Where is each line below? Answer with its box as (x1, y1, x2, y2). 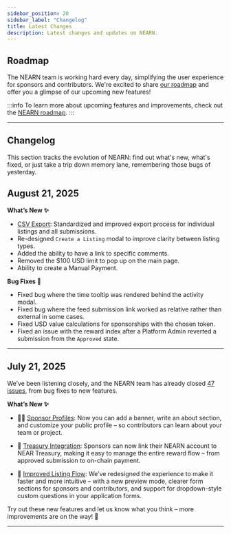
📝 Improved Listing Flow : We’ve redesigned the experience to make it (16, 469, 214, 477)
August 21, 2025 (7, 187, 79, 200)
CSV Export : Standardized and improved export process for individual (16, 220, 215, 228)
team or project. (16, 428, 63, 436)
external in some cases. (16, 312, 85, 320)
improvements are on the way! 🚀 (7, 512, 99, 520)
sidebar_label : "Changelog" (7, 17, 88, 23)
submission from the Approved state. (16, 334, 120, 342)
